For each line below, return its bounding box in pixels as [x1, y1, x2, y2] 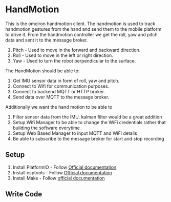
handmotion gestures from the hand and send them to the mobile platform [5, 26, 162, 32]
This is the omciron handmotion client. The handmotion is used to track [5, 21, 156, 27]
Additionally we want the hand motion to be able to [5, 104, 113, 110]
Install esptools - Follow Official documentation [12, 169, 112, 175]
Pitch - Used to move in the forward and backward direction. [12, 47, 141, 53]
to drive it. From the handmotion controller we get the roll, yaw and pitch [5, 31, 158, 37]
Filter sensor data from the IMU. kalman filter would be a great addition [12, 114, 162, 120]
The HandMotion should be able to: [5, 68, 80, 74]
